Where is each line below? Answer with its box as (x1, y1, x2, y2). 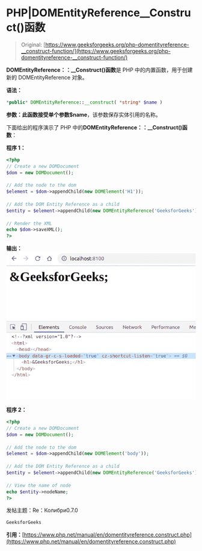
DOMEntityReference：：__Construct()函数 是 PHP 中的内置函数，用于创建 (6, 66, 193, 73)
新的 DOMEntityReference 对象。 (6, 73, 88, 81)
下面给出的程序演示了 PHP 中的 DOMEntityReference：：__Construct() (6, 123, 182, 131)
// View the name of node (6, 482, 71, 488)
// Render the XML (6, 220, 52, 226)
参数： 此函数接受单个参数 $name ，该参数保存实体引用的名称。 (6, 111, 161, 118)
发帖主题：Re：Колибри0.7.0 (6, 506, 78, 514)
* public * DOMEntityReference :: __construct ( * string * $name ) (6, 99, 163, 105)
